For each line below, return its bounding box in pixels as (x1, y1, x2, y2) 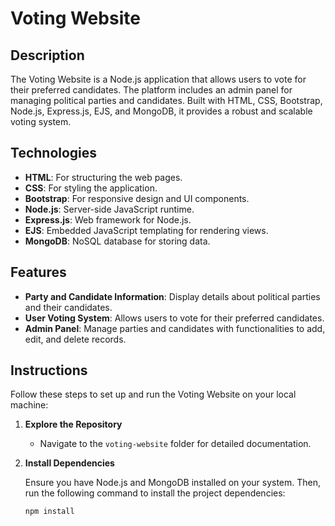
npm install (24, 507, 75, 517)
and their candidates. (24, 301, 113, 313)
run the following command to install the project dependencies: (24, 487, 286, 499)
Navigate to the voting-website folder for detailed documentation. (39, 438, 312, 450)
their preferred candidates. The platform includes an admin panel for (10, 84, 293, 96)
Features (10, 264, 67, 281)
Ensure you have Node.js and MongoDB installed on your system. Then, (24, 477, 322, 489)
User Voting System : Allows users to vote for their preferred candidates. (24, 312, 325, 324)
